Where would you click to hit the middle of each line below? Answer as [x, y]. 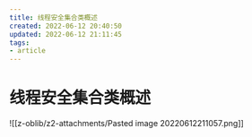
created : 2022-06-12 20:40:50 [66, 26]
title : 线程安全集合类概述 [54, 17]
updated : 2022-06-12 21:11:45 [66, 34]
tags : [19, 43]
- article [28, 51]
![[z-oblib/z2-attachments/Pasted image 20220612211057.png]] [126, 124]
